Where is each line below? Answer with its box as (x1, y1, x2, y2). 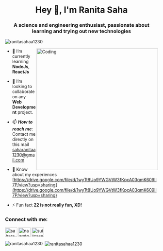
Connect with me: (5, 216, 48, 223)
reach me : (12, 126, 33, 132)
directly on (12, 136, 34, 143)
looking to (12, 84, 33, 90)
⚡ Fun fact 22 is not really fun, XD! (12, 202, 82, 208)
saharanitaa (12, 147, 36, 153)
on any (12, 94, 26, 100)
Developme (12, 104, 36, 110)
